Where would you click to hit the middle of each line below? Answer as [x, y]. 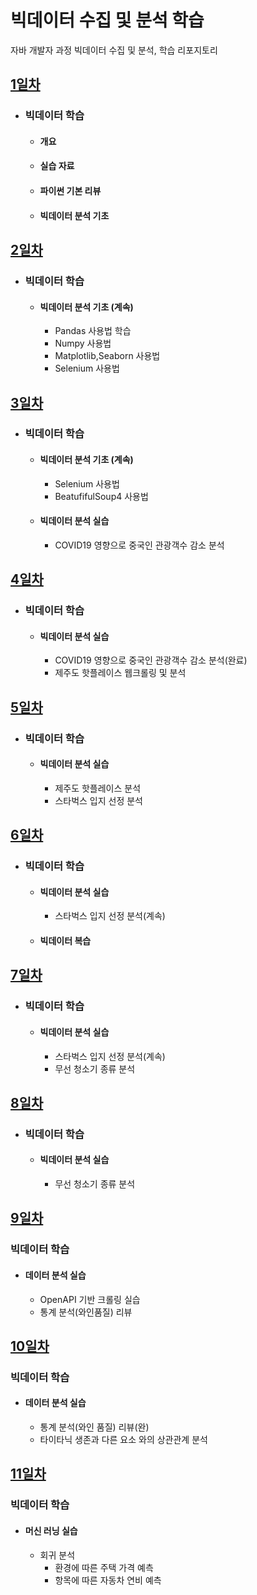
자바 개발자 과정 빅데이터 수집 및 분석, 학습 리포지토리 [114, 50]
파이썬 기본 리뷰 [70, 191]
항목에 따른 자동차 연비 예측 [108, 1580]
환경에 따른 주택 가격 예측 [104, 1567]
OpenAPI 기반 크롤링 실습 [90, 1299]
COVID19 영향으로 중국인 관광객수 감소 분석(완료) [151, 660]
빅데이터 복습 [65, 940]
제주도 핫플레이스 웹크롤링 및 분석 [120, 673]
